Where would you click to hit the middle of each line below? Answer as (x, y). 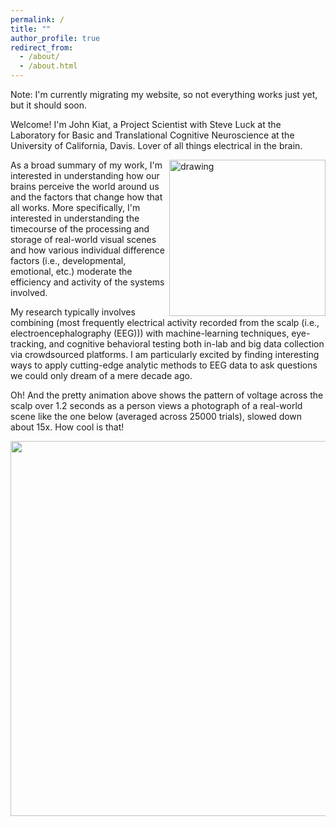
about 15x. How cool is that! (67, 427)
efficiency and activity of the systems (87, 282)
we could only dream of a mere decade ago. (101, 375)
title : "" (31, 29)
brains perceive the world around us (85, 186)
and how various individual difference (88, 250)
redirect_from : (42, 47)
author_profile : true (55, 38)
